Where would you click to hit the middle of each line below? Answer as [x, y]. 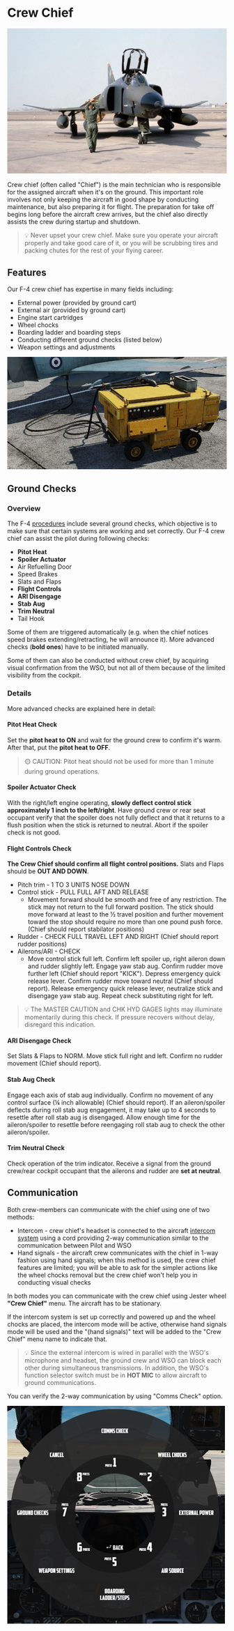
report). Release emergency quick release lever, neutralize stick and [125, 988]
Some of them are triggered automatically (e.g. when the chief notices [108, 632]
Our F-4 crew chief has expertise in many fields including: [91, 289]
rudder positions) [42, 944]
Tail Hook [31, 619]
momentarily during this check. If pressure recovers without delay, [119, 1017]
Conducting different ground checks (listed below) [89, 339]
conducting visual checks [54, 1282]
